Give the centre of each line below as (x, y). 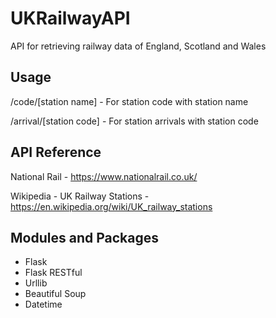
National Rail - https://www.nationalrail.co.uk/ (104, 176)
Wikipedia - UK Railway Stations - (80, 196)
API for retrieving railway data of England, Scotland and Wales (138, 46)
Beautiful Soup (55, 294)
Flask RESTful (53, 273)
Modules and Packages (84, 237)
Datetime (43, 304)
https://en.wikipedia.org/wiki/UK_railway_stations (111, 206)
